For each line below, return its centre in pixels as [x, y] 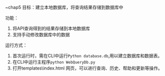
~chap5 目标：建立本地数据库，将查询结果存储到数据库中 [64, 7]
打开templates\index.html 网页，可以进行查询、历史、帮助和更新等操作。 [88, 68]
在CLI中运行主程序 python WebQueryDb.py [54, 62]
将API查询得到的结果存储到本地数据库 [51, 28]
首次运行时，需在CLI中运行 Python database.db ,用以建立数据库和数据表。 [87, 56]
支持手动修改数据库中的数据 [41, 35]
